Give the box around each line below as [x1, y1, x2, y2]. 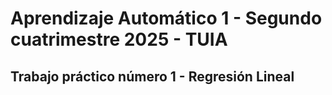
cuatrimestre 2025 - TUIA [10, 28, 228, 51]
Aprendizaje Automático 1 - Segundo [10, 7, 323, 30]
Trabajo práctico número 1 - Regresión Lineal [10, 68, 295, 85]
